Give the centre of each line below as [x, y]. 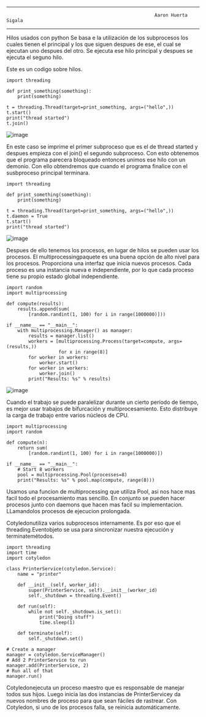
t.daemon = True [27, 216]
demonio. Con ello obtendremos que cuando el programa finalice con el [97, 166]
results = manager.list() [62, 336]
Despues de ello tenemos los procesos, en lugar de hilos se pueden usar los [103, 250]
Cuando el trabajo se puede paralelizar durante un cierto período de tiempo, [103, 402]
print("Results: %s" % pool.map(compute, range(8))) [86, 480]
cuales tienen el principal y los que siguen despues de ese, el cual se [94, 44]
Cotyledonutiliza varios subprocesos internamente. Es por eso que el [93, 523]
